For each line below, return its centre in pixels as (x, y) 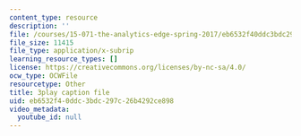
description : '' (39, 26)
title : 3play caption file (60, 92)
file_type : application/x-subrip (72, 51)
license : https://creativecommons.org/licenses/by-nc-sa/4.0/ (128, 68)
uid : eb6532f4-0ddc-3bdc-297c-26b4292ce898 (92, 101)
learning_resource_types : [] (64, 59)
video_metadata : (39, 109)
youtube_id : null (50, 117)
